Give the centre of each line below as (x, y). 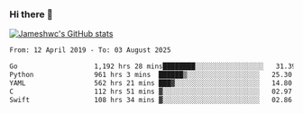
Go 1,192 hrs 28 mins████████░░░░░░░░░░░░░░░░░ (137, 66)
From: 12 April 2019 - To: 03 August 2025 (90, 50)
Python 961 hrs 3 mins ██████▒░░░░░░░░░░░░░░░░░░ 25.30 (151, 75)
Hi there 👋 (32, 14)
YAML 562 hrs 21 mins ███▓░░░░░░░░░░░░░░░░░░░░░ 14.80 (151, 83)
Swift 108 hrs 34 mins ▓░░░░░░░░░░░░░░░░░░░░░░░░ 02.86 (151, 100)
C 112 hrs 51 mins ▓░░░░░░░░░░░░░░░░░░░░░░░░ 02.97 (151, 91)
